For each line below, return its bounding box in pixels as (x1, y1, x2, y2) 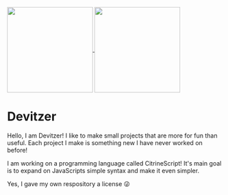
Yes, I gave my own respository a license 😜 (7, 179, 130, 187)
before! (7, 146, 28, 154)
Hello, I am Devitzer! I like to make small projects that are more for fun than (7, 131, 218, 140)
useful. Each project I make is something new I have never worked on (7, 138, 203, 146)
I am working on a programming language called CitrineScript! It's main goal (7, 159, 222, 167)
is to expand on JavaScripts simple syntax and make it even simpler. (7, 166, 200, 174)
